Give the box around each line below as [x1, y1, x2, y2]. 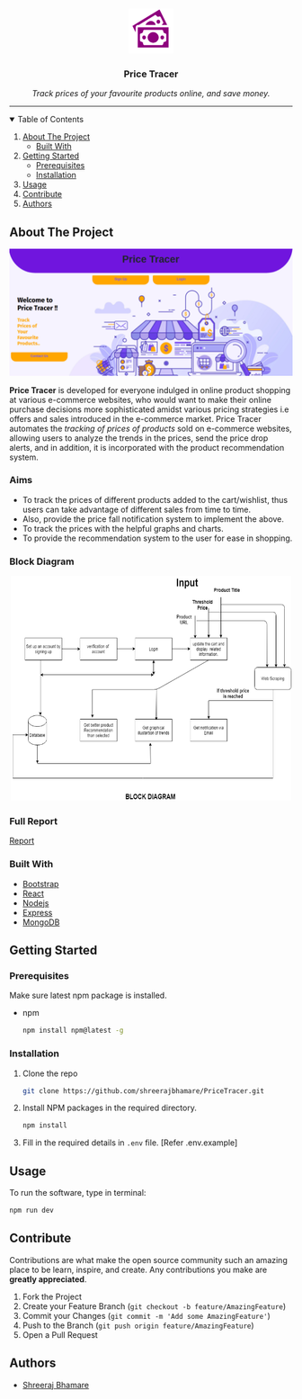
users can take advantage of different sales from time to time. [22, 504, 252, 515]
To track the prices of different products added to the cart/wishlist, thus [22, 494, 289, 505]
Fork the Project [22, 1291, 83, 1302]
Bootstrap [22, 878, 59, 889]
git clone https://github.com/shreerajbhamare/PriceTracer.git [22, 1086, 265, 1096]
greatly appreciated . [9, 1273, 87, 1285]
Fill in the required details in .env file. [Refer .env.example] [22, 1137, 238, 1148]
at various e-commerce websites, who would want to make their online [9, 394, 272, 405]
